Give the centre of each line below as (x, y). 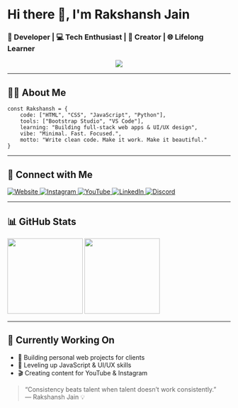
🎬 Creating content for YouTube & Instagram (83, 373)
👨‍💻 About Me (37, 93)
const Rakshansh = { (38, 109)
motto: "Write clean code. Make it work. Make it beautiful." (114, 140)
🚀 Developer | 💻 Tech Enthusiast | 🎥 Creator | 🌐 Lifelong (106, 37)
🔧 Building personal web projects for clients (81, 357)
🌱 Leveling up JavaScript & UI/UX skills (74, 365)
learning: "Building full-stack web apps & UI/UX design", (109, 128)
